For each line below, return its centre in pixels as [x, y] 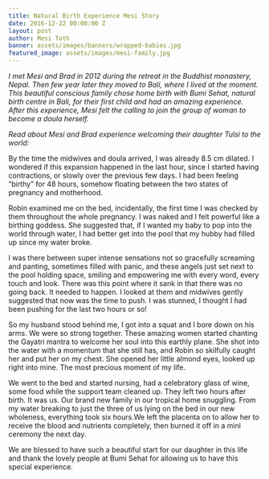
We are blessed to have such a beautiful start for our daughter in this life [128, 450]
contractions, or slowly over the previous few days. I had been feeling [124, 175]
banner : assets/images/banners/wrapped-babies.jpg [95, 46]
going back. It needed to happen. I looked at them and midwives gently [126, 292]
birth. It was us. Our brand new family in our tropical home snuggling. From [132, 400]
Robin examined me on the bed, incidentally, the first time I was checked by [133, 208]
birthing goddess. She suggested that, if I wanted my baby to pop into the [130, 225]
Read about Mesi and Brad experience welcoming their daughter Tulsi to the [134, 134]
